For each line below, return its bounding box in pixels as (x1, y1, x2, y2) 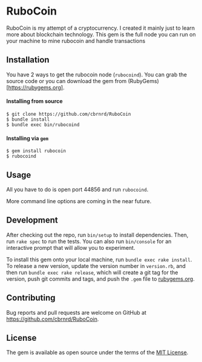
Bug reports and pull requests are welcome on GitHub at (6, 309, 147, 316)
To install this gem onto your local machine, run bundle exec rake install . (6, 256, 192, 263)
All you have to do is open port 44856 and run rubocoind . (6, 186, 149, 193)
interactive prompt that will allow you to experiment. (6, 244, 135, 251)
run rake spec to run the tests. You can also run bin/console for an (6, 238, 172, 245)
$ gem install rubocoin (6, 148, 67, 154)
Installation (6, 55, 50, 65)
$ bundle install (6, 116, 50, 122)
